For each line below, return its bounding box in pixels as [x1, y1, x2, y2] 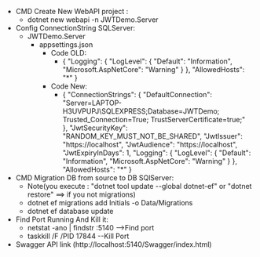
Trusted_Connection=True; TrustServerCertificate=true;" [62, 115, 246, 124]
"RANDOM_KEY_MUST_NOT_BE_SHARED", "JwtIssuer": [62, 132, 244, 140]
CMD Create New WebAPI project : [15, 7, 129, 16]
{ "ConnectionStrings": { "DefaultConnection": [62, 90, 212, 99]
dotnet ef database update [27, 207, 114, 215]
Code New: [50, 81, 88, 91]
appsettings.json [38, 40, 93, 49]
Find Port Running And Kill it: [15, 215, 108, 224]
